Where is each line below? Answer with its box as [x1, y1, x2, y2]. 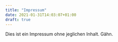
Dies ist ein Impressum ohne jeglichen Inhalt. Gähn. [5, 31, 113, 37]
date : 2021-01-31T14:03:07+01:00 [5, 12, 77, 17]
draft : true [5, 17, 31, 22]
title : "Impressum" [5, 7, 47, 13]
